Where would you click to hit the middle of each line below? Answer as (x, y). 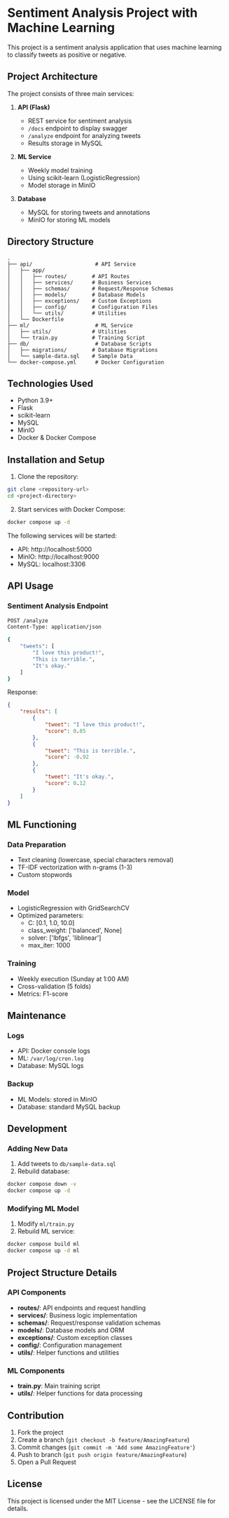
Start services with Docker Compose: (71, 509)
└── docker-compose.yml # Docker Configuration (86, 362)
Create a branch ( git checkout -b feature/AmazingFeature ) (104, 1440)
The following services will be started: (62, 535)
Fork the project (41, 1432)
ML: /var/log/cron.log (50, 1058)
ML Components (36, 1370)
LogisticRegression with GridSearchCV (73, 908)
